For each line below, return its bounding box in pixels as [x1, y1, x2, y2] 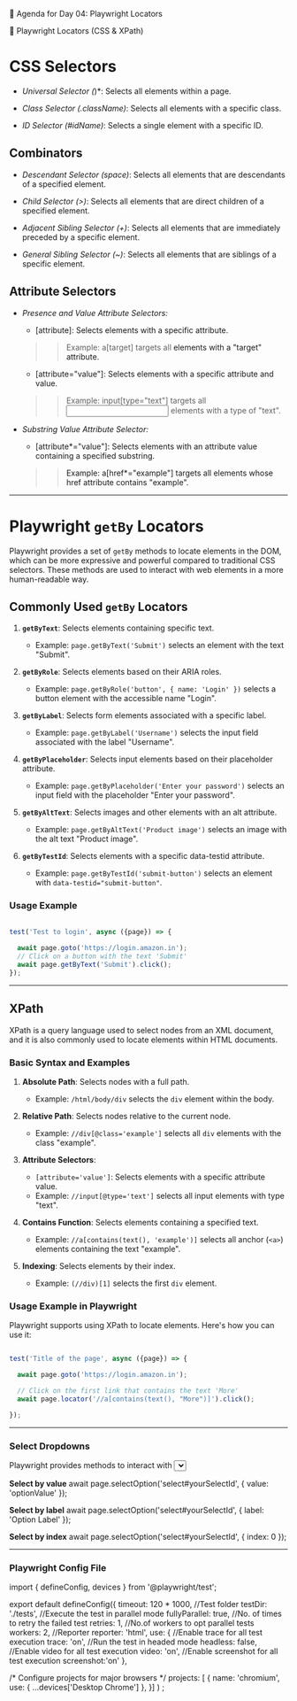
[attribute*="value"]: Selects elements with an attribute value [34, 441, 258, 452]
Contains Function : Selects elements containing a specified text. [21, 1217, 259, 1227]
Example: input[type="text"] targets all [65, 395, 207, 406]
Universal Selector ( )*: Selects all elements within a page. [21, 85, 232, 97]
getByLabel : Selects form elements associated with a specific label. [21, 710, 267, 721]
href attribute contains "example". [65, 476, 189, 487]
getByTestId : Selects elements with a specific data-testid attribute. [21, 851, 265, 862]
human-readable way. [9, 574, 89, 584]
